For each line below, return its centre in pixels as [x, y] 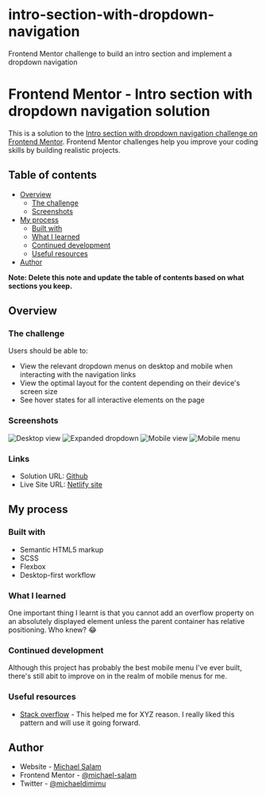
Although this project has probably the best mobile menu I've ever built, [125, 668]
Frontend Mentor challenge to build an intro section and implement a [120, 53]
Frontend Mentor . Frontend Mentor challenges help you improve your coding [133, 142]
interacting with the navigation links [78, 375]
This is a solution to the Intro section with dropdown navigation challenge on [133, 133]
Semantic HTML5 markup [62, 549]
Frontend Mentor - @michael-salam [78, 775]
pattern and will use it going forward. [80, 723]
